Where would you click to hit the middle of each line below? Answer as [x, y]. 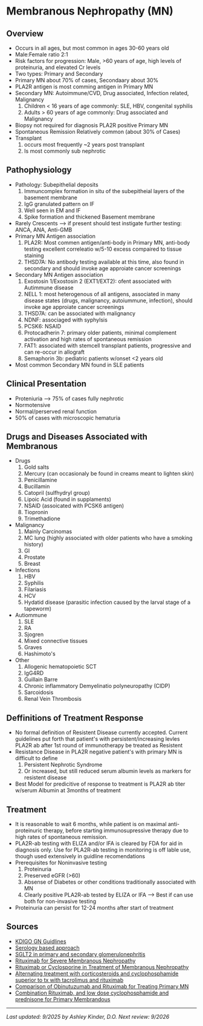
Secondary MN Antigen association [59, 274]
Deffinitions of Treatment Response [75, 718]
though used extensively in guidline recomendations [80, 856]
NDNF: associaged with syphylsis [66, 320]
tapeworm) [38, 609]
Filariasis [35, 589]
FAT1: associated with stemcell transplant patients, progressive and [108, 345]
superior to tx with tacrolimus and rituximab [69, 980]
